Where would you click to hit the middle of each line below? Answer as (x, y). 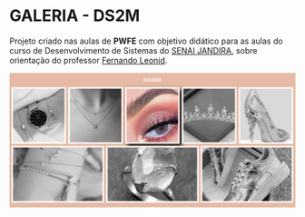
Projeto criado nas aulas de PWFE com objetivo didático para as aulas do (146, 41)
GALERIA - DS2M (75, 16)
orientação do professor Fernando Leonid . (89, 60)
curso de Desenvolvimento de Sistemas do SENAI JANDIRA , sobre (133, 50)
